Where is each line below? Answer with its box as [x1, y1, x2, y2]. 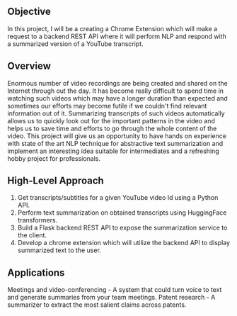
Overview [7, 60, 52, 72]
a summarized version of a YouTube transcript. [7, 39, 144, 48]
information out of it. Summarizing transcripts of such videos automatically [7, 109, 225, 118]
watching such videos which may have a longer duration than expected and [7, 94, 228, 102]
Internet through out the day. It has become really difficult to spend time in [7, 86, 224, 95]
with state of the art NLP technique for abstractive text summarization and [7, 139, 224, 147]
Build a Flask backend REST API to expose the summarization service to [17, 223, 228, 232]
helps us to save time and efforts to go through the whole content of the [7, 124, 217, 132]
